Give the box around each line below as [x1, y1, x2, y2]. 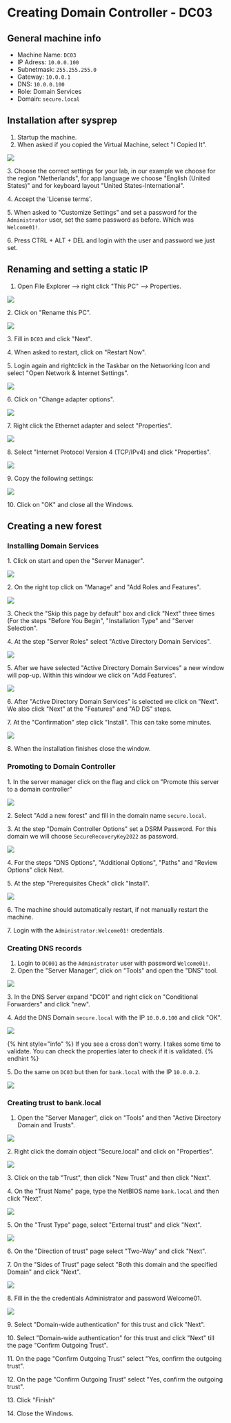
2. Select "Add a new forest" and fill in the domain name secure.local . [7, 811, 207, 819]
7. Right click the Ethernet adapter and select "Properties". [7, 421, 172, 430]
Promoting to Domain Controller [7, 762, 116, 772]
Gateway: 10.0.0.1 [17, 73, 71, 81]
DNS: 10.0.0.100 [17, 80, 65, 88]
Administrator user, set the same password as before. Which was [7, 216, 194, 224]
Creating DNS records [7, 943, 82, 953]
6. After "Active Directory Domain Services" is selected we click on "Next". [7, 698, 219, 706]
